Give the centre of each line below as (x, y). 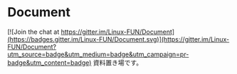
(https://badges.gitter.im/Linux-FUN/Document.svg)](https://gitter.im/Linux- (118, 39)
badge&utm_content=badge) (49, 62)
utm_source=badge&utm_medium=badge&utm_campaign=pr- (98, 54)
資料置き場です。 (118, 62)
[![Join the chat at (33, 32)
